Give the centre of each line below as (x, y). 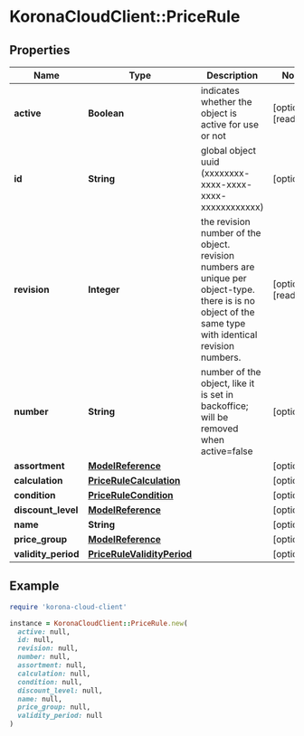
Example (34, 586)
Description (233, 75)
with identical (229, 335)
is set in (217, 395)
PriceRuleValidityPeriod (140, 554)
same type (223, 323)
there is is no (228, 301)
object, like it (228, 383)
